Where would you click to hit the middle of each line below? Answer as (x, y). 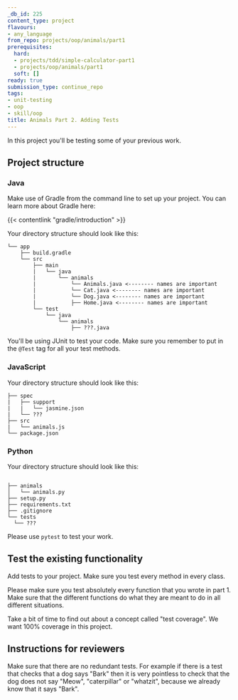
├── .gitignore (30, 510)
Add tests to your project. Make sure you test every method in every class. (117, 576)
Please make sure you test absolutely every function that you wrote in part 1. (119, 590)
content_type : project (41, 21)
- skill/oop (25, 113)
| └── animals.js (36, 427)
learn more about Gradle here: (52, 206)
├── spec (20, 396)
